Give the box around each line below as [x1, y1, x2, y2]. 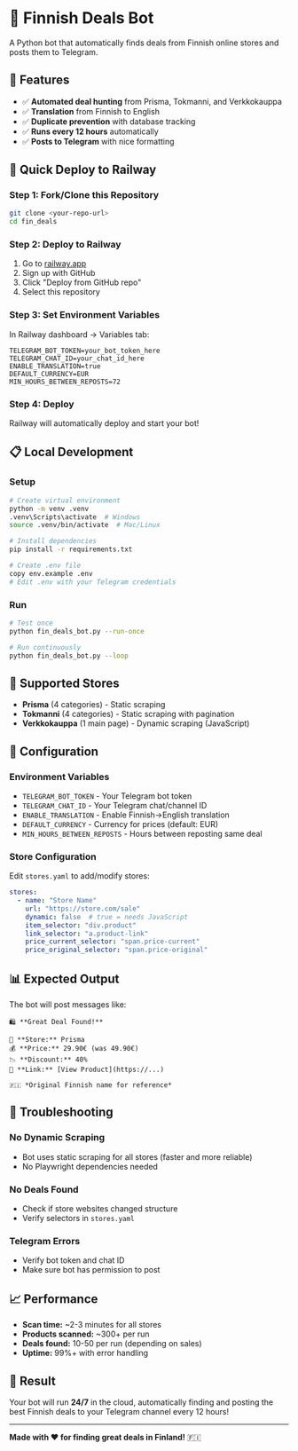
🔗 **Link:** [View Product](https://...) [9, 1065, 165, 1075]
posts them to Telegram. [9, 46, 98, 57]
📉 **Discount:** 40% [9, 1055, 88, 1064]
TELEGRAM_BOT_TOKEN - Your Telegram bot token [21, 790, 192, 801]
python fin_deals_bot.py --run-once [9, 627, 145, 635]
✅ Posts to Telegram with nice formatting [21, 136, 175, 146]
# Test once [9, 619, 53, 627]
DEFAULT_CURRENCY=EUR [9, 369, 90, 378]
